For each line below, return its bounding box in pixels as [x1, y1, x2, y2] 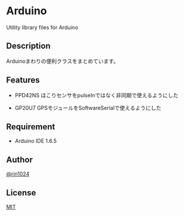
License [6, 188, 36, 198]
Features [6, 75, 40, 85]
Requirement [6, 122, 55, 132]
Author [6, 154, 33, 164]
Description [6, 41, 51, 51]
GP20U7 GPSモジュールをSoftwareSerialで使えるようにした [14, 104, 162, 111]
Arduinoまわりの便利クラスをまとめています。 [6, 58, 119, 65]
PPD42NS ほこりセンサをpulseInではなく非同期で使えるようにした [14, 91, 179, 99]
